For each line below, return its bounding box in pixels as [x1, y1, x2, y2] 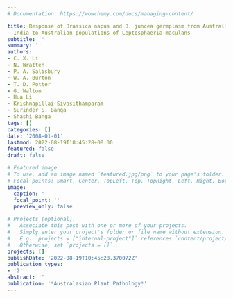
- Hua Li [7, 94, 33, 101]
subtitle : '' [7, 35, 45, 42]
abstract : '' [7, 274, 45, 281]
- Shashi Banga [7, 113, 51, 120]
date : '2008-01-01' [7, 133, 64, 140]
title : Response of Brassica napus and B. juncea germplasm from [7, 22, 200, 30]
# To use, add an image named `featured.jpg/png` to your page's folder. [7, 171, 225, 178]
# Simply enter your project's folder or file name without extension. [7, 229, 225, 235]
